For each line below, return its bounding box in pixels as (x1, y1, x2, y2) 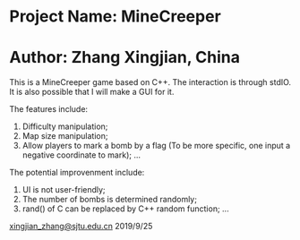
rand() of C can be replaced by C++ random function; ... (21, 203, 230, 214)
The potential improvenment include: (9, 167, 145, 178)
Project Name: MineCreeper (9, 6, 221, 27)
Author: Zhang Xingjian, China (9, 47, 240, 68)
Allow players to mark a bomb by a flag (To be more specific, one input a (21, 141, 291, 151)
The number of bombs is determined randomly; (21, 194, 197, 205)
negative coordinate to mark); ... (21, 150, 141, 160)
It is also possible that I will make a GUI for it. (9, 87, 175, 98)
